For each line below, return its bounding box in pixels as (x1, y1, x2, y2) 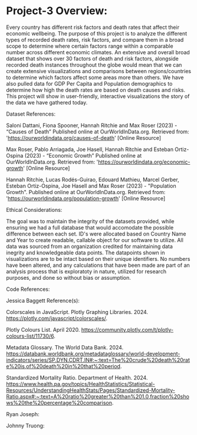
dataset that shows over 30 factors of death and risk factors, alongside (6, 55, 179, 62)
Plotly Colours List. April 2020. (6, 326, 80, 333)
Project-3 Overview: (6, 4, 108, 18)
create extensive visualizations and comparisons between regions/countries (6, 67, 192, 74)
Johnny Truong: (6, 422, 45, 429)
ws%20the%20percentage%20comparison (6, 399, 112, 406)
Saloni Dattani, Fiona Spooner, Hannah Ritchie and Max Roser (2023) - (6, 122, 178, 129)
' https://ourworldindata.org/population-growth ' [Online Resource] (6, 195, 166, 202)
